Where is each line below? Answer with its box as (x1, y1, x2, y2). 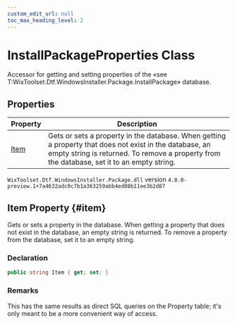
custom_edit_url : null (7, 10, 74, 18)
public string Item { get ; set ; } (7, 269, 109, 276)
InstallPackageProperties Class (7, 47, 195, 63)
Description (117, 119, 157, 129)
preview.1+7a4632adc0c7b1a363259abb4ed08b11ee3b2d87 (7, 183, 166, 190)
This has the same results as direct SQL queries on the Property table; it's (7, 302, 222, 310)
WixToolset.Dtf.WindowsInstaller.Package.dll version (7, 175, 167, 184)
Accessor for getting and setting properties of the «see (7, 70, 168, 79)
